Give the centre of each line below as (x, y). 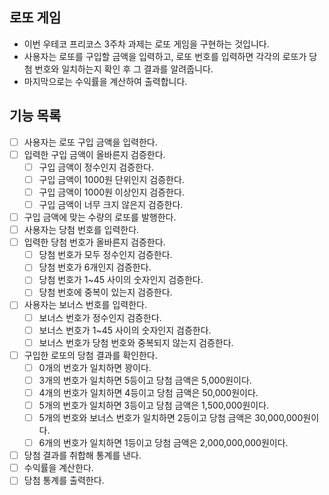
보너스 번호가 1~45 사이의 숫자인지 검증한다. (125, 330)
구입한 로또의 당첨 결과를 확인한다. (90, 355)
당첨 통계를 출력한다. (64, 480)
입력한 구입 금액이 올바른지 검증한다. (94, 154)
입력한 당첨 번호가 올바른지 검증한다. (94, 242)
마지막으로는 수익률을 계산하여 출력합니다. (105, 81)
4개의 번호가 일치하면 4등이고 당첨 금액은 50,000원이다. (148, 392)
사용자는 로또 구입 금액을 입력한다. (90, 142)
